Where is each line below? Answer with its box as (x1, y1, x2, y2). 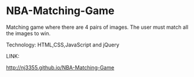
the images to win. (6, 29, 51, 36)
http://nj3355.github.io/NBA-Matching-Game (6, 63, 115, 71)
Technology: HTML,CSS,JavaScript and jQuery (6, 41, 119, 48)
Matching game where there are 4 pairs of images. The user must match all (6, 24, 189, 31)
